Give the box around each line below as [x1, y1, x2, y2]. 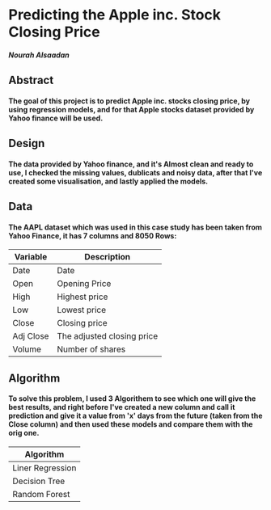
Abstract [8, 74, 54, 87]
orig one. [8, 428, 40, 438]
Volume [12, 344, 42, 355]
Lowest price [56, 305, 107, 316]
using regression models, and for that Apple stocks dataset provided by [8, 104, 255, 114]
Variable [14, 251, 48, 263]
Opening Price [56, 278, 112, 289]
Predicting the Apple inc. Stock [8, 6, 221, 24]
